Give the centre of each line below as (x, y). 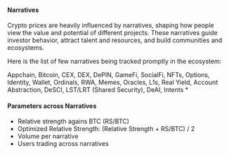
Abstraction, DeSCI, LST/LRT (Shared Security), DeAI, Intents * (98, 90)
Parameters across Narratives (52, 106)
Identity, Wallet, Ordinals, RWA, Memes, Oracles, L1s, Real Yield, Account (113, 82)
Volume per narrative (48, 136)
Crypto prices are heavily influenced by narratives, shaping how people (111, 25)
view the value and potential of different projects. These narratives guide (112, 33)
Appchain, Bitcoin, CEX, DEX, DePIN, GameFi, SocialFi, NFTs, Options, (109, 75)
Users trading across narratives (63, 144)
